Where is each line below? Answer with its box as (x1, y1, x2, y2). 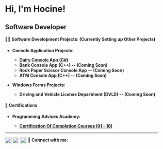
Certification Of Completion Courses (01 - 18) (19, 123, 113, 129)
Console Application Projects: (12, 47, 74, 53)
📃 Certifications (5, 102, 38, 108)
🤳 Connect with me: (28, 137, 68, 143)
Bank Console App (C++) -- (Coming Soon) (19, 62, 108, 68)
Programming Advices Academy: (12, 113, 81, 119)
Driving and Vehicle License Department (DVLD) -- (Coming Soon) (19, 91, 156, 97)
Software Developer (5, 23, 67, 31)
